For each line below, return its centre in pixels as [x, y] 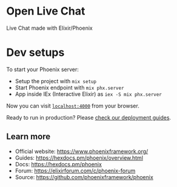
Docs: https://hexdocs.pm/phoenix [58, 164]
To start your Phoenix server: [42, 69]
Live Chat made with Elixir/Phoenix [49, 28]
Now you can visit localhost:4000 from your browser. [73, 106]
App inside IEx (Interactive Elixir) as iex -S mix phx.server [88, 94]
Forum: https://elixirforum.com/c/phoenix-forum [75, 171]
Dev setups [35, 53]
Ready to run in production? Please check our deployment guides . [89, 117]
